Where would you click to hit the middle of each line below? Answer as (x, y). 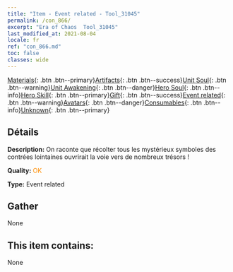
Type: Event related (36, 184)
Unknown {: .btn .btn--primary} (65, 110)
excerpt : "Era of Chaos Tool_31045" (63, 27)
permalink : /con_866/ (39, 20)
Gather (23, 206)
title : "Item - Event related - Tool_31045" (74, 14)
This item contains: (50, 246)
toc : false (23, 54)
